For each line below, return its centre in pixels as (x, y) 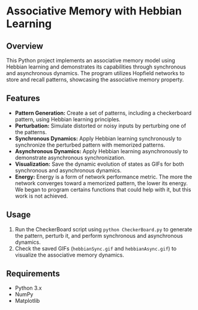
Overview (25, 46)
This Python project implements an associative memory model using (91, 60)
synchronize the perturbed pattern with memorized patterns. (90, 145)
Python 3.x (28, 288)
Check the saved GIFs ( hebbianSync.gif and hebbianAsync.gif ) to (96, 248)
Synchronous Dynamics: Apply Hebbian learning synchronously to (98, 138)
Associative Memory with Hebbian (94, 11)
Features (23, 98)
